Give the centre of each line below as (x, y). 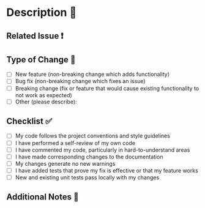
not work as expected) (43, 95)
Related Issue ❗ (35, 36)
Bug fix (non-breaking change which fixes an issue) (80, 81)
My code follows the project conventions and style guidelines (92, 136)
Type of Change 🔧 (41, 60)
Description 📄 (42, 13)
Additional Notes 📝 (43, 197)
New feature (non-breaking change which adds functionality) (92, 74)
